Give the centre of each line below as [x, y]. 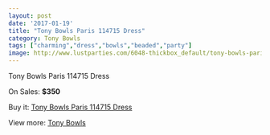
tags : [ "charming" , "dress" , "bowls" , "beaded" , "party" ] [100, 46]
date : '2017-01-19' [41, 23]
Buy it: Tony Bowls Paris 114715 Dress [70, 107]
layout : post [30, 16]
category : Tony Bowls [45, 38]
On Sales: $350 [35, 92]
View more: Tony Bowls [47, 123]
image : [19, 53]
